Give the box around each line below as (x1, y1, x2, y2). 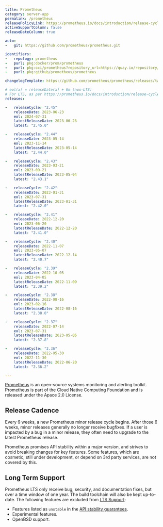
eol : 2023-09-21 (14, 168, 47, 173)
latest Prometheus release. (5, 435, 59, 441)
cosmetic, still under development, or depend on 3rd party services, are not (5, 454, 156, 460)
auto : (5, 38, 16, 44)
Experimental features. (12, 511, 58, 517)
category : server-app (5, 12, 49, 16)
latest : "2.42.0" (14, 203, 49, 209)
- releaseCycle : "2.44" (5, 132, 57, 137)
